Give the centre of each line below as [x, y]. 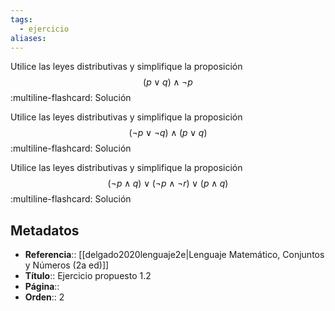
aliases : [28, 38]
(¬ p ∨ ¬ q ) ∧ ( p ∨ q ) [168, 133]
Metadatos [45, 230]
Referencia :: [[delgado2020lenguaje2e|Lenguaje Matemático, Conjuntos [174, 255]
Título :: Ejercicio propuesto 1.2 [88, 276]
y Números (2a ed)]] [67, 265]
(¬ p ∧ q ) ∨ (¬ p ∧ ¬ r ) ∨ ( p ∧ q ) [168, 183]
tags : [21, 19]
